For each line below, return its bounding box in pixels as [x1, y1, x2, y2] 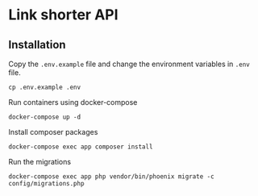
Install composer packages [8, 127, 98, 136]
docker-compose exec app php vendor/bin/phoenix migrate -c [8, 173, 215, 181]
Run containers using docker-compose [8, 98, 138, 106]
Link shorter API [8, 6, 119, 24]
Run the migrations [8, 157, 71, 166]
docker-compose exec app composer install [8, 143, 153, 151]
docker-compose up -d [8, 113, 81, 121]
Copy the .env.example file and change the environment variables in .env [8, 59, 250, 69]
